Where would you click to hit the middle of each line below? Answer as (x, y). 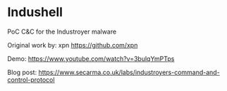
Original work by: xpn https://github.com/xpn (73, 45)
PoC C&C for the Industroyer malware (62, 31)
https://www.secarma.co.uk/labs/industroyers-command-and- (129, 72)
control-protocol (31, 79)
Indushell (35, 12)
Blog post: (22, 72)
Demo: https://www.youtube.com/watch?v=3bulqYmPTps (91, 58)
